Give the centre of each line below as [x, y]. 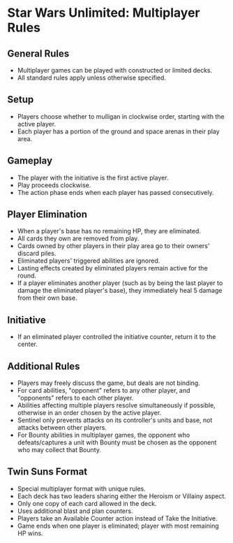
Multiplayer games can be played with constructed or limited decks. [115, 70]
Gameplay [30, 161]
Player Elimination [47, 215]
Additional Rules [44, 366]
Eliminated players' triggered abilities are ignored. [89, 261]
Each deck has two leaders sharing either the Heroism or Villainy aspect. [122, 496]
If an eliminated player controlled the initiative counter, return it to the [116, 337]
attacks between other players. [62, 428]
